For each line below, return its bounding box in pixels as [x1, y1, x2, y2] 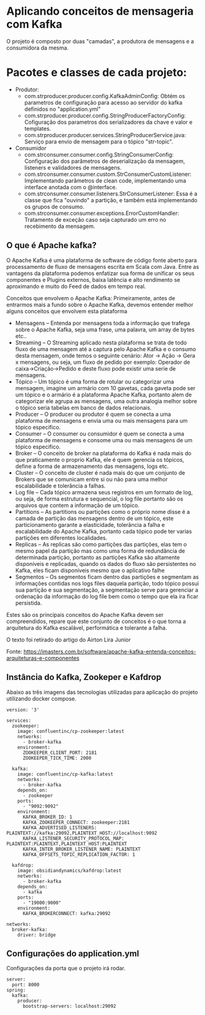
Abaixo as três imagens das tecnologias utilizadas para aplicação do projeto [6, 688, 198, 696]
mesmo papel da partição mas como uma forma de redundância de [15, 547, 185, 554]
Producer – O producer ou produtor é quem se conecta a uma [15, 410, 171, 418]
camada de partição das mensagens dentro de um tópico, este [15, 515, 174, 522]
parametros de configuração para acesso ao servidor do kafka [24, 99, 182, 106]
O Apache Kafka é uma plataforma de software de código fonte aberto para [6, 256, 197, 264]
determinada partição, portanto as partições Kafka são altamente [15, 553, 181, 561]
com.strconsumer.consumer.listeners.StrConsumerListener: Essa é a [24, 190, 198, 197]
